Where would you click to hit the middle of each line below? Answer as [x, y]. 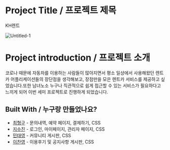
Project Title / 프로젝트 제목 [61, 10]
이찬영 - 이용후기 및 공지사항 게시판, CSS [53, 142]
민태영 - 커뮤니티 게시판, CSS [42, 135]
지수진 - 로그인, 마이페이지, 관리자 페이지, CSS [59, 129]
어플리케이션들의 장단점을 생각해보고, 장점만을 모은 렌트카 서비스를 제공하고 [85, 79]
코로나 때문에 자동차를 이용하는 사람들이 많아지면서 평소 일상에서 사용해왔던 [80, 73]
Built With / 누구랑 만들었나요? [51, 110]
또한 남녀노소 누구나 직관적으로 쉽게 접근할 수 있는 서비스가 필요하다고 [92, 85]
